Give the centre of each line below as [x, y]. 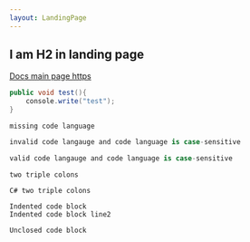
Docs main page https [51, 76]
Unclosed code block [48, 230]
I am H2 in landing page [77, 55]
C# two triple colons [50, 190]
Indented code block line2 [60, 214]
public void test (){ [48, 93]
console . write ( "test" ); [71, 102]
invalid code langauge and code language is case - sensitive [125, 142]
